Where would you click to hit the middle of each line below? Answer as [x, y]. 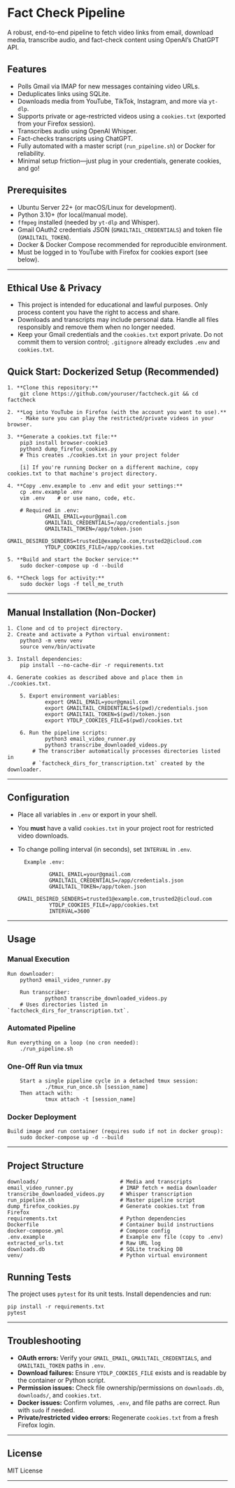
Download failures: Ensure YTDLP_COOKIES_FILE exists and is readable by [122, 1372]
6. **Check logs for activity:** [56, 578]
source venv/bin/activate [58, 647]
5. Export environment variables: [70, 696]
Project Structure [45, 1166]
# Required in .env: [50, 511]
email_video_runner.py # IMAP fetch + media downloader [112, 1188]
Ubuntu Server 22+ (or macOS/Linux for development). [97, 207]
